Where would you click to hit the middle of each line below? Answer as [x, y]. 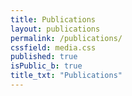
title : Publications [53, 19]
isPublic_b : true [46, 66]
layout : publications [55, 29]
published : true [44, 57]
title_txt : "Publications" [66, 76]
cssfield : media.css [53, 47]
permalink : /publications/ [66, 38]
